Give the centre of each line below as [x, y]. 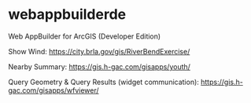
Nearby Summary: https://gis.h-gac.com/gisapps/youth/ [100, 66]
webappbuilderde [67, 15]
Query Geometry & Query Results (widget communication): [103, 82]
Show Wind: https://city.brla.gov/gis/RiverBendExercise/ [99, 51]
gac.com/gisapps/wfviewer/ [54, 90]
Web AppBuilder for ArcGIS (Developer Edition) [85, 36]
